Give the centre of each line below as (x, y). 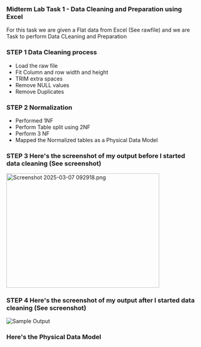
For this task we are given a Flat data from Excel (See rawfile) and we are (98, 30)
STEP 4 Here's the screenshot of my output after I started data (100, 301)
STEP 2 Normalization (39, 107)
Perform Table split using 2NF (53, 127)
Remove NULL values (42, 85)
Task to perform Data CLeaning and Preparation (67, 37)
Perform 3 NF (32, 134)
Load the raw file (36, 65)
